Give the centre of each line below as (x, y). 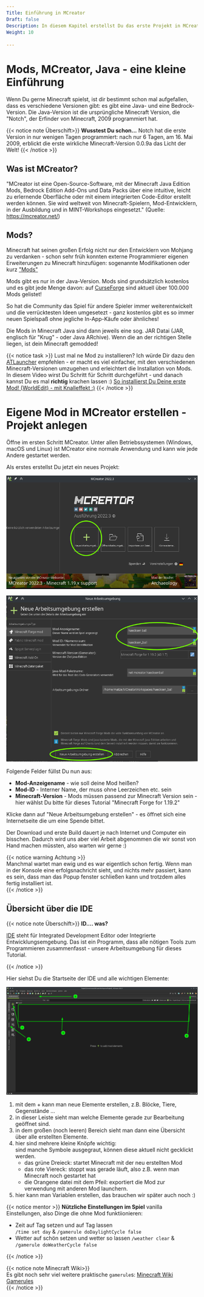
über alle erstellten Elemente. (52, 1137)
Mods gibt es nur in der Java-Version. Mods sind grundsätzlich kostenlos (98, 281)
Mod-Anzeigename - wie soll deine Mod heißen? (77, 783)
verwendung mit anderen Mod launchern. (76, 1189)
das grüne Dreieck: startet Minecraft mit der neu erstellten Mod (103, 1163)
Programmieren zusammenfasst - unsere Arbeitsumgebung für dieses (94, 948)
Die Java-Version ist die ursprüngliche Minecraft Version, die (104, 112)
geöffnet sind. (32, 1124)
